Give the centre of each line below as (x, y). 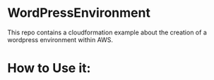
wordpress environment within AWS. (60, 39)
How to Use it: (49, 68)
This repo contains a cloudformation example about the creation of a (107, 32)
